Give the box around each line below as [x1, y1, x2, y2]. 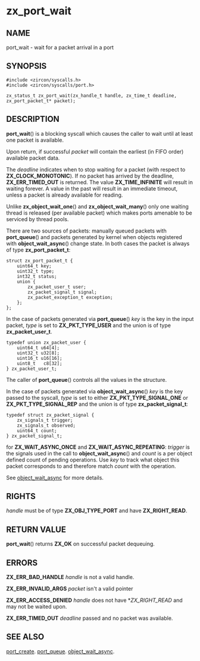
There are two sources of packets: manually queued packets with [6, 227, 167, 234]
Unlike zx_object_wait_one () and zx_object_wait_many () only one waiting [6, 203, 189, 210]
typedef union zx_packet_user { [6, 339, 86, 345]
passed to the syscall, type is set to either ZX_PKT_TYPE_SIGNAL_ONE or [6, 394, 189, 401]
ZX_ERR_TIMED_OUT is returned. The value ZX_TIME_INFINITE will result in [6, 178, 193, 186]
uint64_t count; [17, 427, 58, 434]
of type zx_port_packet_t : [6, 246, 71, 253]
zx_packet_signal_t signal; [27, 289, 97, 295]
